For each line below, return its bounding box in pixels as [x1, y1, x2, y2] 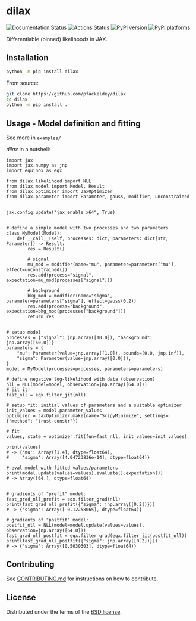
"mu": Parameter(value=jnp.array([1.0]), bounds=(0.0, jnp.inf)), [17, 350, 185, 356]
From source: [6, 79, 39, 86]
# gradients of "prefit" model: [6, 491, 86, 497]
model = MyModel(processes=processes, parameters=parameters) [6, 366, 163, 372]
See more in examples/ [6, 134, 61, 141]
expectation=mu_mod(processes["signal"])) [6, 277, 113, 284]
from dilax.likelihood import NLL [6, 178, 92, 184]
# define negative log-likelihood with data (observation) [6, 377, 156, 383]
